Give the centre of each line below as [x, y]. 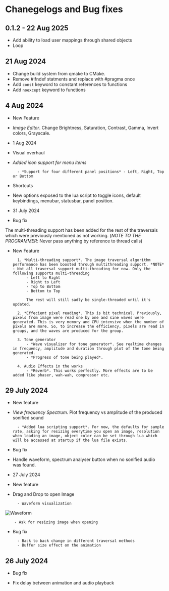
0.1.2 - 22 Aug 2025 [37, 28]
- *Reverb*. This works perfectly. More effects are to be [89, 370]
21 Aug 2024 [26, 61]
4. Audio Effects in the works [50, 366]
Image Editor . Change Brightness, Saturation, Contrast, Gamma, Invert [86, 128]
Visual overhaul [29, 152]
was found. [24, 465]
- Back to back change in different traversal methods [76, 541]
